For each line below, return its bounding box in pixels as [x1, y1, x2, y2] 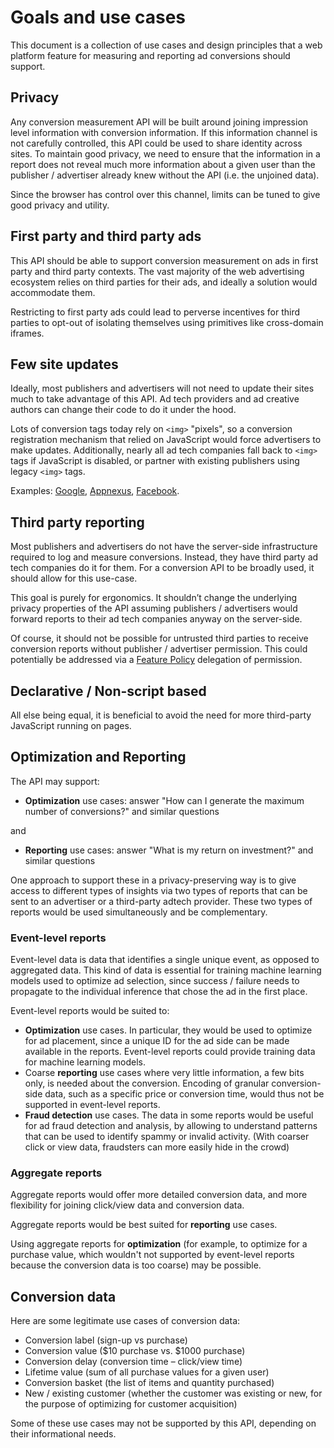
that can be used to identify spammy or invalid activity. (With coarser [24, 1131, 310, 1143]
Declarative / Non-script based [10, 682, 207, 700]
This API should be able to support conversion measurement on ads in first [10, 254, 319, 266]
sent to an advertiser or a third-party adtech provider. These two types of [10, 895, 313, 907]
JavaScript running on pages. [10, 720, 132, 731]
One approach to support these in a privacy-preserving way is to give [10, 874, 297, 886]
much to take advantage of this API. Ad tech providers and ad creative [10, 393, 300, 405]
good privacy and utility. [10, 199, 110, 211]
